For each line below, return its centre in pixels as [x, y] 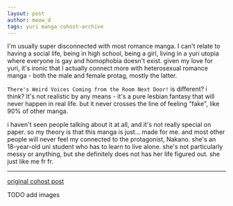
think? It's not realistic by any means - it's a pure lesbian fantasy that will [111, 96]
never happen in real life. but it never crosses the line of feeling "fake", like [113, 104]
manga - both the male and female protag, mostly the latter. [92, 76]
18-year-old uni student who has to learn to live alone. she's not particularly [115, 147]
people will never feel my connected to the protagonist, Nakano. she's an [112, 139]
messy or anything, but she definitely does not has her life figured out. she [114, 154]
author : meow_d [29, 20]
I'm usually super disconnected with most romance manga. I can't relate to [114, 46]
